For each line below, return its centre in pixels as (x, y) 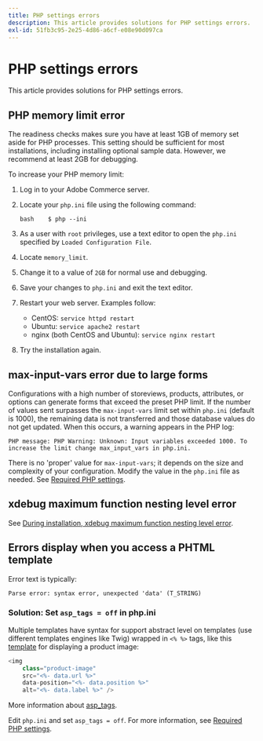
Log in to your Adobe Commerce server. (84, 190)
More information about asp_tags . (63, 705)
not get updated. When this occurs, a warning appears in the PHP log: (121, 427)
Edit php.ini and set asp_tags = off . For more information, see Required (125, 721)
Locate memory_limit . (54, 257)
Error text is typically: (42, 579)
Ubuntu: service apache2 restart (86, 327)
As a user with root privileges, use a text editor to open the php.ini (128, 234)
